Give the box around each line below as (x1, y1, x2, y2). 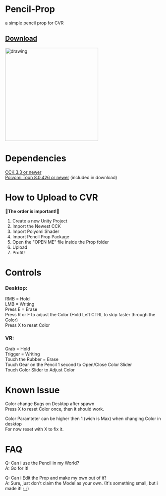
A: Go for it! (5, 465, 29, 471)
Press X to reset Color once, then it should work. (5, 406, 104, 412)
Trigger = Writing (5, 351, 40, 357)
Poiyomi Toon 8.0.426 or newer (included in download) (5, 174, 117, 180)
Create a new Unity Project (12, 217, 68, 224)
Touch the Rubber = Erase (5, 356, 58, 362)
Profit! (12, 249, 25, 255)
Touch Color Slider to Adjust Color (5, 367, 75, 373)
